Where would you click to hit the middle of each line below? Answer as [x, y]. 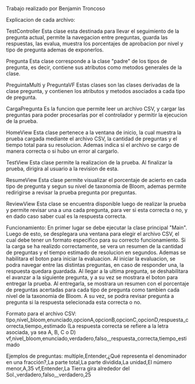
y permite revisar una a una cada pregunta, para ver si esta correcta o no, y [97, 210]
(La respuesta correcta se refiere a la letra [118, 326]
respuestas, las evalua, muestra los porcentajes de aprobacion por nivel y [95, 44]
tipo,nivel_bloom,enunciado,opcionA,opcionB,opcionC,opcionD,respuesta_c [97, 320]
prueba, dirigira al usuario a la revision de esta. [62, 169]
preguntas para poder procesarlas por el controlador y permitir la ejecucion [97, 115]
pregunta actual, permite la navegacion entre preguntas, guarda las [87, 37]
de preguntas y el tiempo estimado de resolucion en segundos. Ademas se [96, 252]
